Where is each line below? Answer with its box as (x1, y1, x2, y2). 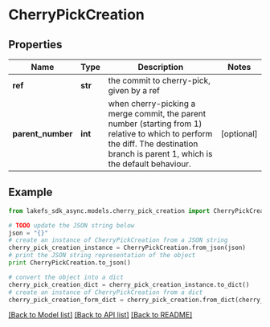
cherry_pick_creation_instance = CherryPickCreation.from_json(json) (8, 243, 247, 252)
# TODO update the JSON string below (8, 221, 135, 230)
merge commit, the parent (108, 108, 207, 119)
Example (8, 186, 53, 199)
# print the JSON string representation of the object (8, 251, 196, 260)
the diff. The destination (108, 138, 198, 149)
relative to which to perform (108, 129, 213, 139)
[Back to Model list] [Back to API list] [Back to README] (8, 310, 193, 320)
